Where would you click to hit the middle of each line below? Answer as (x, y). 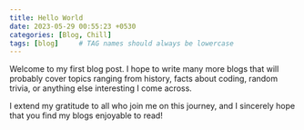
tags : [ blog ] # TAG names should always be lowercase (122, 43)
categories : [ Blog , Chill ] (61, 35)
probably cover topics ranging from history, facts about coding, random (144, 79)
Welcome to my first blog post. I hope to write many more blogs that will (144, 69)
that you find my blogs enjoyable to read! (86, 115)
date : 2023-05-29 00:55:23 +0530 (73, 26)
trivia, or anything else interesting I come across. (101, 88)
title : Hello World (46, 18)
